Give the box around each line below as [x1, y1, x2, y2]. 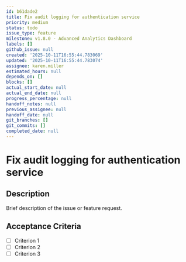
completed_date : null [6, 128, 59, 135]
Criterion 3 [14, 250, 41, 257]
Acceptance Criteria [6, 222, 81, 232]
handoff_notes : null [6, 101, 57, 107]
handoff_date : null [6, 112, 54, 118]
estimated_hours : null [6, 68, 61, 74]
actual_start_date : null [6, 85, 67, 91]
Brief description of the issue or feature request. [6, 204, 123, 211]
